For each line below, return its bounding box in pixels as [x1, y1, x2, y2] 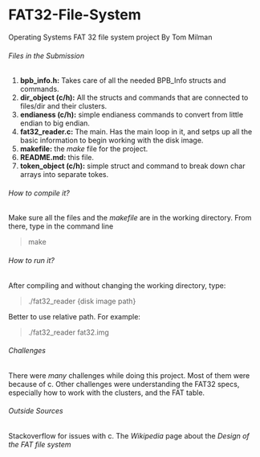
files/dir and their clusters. [19, 101, 108, 111]
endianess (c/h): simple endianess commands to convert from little [19, 110, 243, 120]
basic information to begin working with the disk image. [19, 135, 204, 146]
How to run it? [8, 255, 55, 265]
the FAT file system [8, 439, 71, 449]
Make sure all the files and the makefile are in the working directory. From [8, 213, 252, 223]
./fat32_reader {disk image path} [27, 296, 136, 306]
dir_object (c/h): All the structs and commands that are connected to [19, 93, 249, 102]
